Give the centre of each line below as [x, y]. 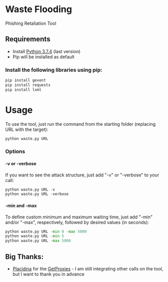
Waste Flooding [39, 9]
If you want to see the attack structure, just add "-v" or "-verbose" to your [82, 175]
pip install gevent [26, 80]
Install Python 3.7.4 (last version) [46, 51]
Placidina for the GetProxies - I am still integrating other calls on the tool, [88, 269]
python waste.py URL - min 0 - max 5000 [46, 231]
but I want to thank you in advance [48, 274]
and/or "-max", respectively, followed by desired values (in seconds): [77, 222]
